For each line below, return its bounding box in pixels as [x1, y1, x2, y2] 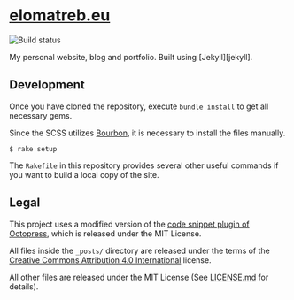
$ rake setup [9, 144, 58, 153]
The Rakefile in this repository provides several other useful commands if [9, 160, 279, 171]
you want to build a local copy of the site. [9, 169, 159, 180]
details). [9, 281, 39, 292]
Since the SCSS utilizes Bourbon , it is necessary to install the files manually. [9, 127, 286, 138]
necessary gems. [9, 110, 73, 120]
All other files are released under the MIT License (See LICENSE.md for [9, 272, 269, 282]
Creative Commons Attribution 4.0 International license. [9, 254, 212, 265]
